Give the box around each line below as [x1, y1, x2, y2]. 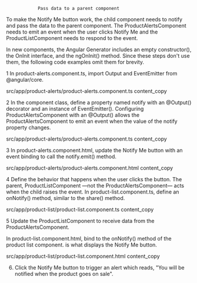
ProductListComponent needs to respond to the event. [6, 35, 138, 41]
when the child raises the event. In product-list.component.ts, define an [6, 188, 179, 195]
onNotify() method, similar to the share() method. [6, 195, 125, 201]
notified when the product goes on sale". [14, 271, 113, 277]
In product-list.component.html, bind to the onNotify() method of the [6, 235, 172, 242]
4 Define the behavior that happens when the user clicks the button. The [6, 176, 182, 182]
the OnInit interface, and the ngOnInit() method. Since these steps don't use [6, 52, 190, 59]
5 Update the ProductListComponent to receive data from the [6, 218, 155, 224]
